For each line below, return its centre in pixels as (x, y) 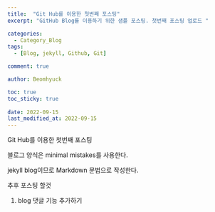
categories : (25, 34)
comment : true (28, 66)
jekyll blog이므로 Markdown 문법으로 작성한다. (73, 170)
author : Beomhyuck (35, 79)
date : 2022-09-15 (33, 112)
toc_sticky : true (33, 99)
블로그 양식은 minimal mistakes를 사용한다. (68, 155)
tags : (15, 47)
